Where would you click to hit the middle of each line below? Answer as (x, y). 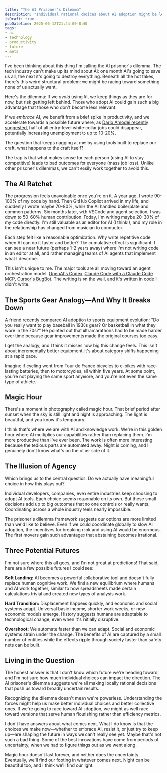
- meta (12, 51)
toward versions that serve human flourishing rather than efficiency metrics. (83, 714)
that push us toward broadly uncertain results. (52, 688)
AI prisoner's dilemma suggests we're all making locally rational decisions (81, 683)
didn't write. (17, 284)
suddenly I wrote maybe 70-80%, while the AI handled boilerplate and (77, 206)
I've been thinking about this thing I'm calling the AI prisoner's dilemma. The (83, 66)
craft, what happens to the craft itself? (44, 148)
